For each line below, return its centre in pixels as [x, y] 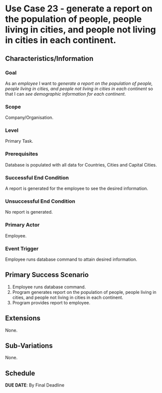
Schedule [20, 373]
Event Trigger [22, 248]
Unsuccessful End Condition [40, 201]
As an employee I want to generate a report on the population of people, [79, 83]
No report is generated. [29, 212]
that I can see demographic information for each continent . [66, 94]
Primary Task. [19, 141]
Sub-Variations [29, 346]
